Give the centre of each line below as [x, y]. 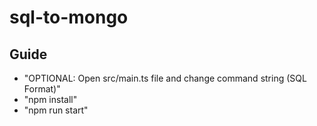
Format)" [42, 89]
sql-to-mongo [69, 17]
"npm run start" [56, 110]
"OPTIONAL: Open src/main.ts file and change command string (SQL [165, 78]
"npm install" [50, 99]
